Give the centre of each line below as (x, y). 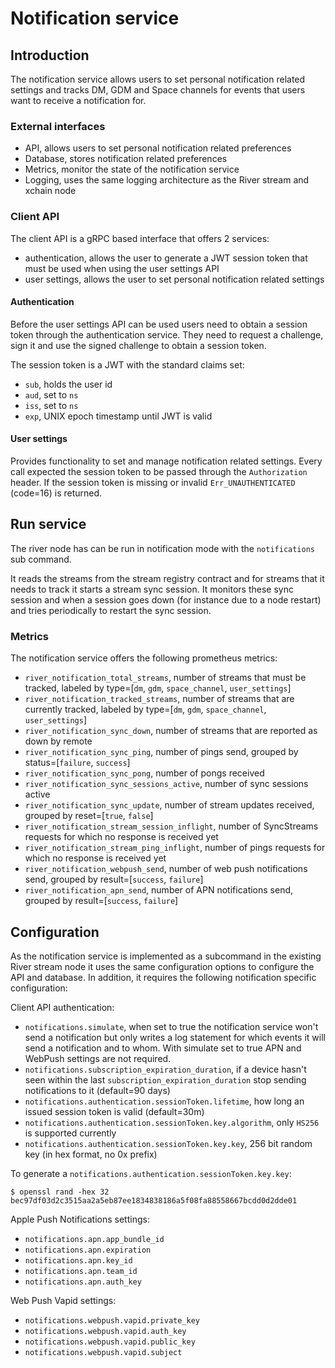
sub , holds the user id (68, 384)
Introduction (50, 55)
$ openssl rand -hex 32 (60, 1192)
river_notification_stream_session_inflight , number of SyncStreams (171, 826)
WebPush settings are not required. (98, 1058)
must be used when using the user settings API (122, 268)
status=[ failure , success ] (77, 763)
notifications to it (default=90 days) (97, 1090)
